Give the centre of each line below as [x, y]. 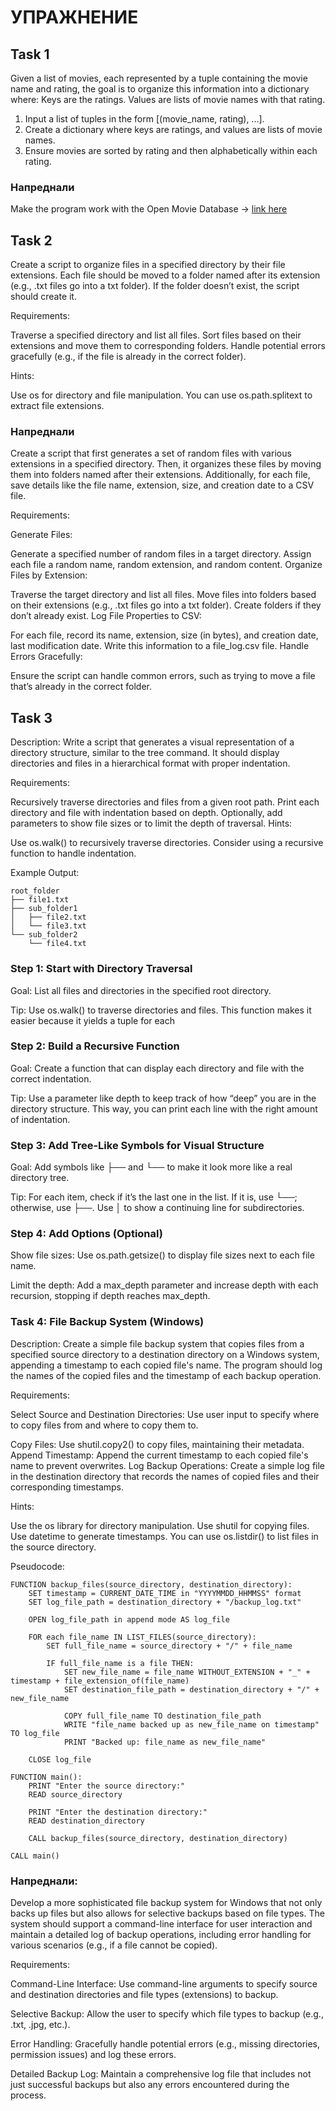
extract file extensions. [57, 406]
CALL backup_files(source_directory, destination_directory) [158, 1838]
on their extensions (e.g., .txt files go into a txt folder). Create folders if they [166, 605]
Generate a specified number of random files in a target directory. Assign [161, 554]
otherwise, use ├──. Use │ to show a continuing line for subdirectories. [157, 1208]
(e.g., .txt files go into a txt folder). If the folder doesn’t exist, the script [155, 286]
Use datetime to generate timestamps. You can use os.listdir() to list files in [164, 1536]
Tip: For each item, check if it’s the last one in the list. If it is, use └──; [154, 1197]
